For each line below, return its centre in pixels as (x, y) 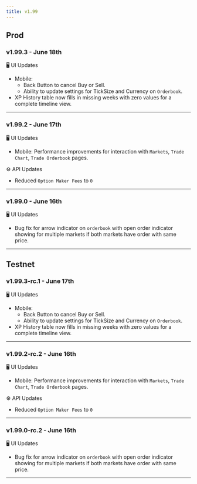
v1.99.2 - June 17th (34, 125)
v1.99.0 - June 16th (34, 201)
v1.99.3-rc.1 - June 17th (40, 281)
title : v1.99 (22, 11)
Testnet (21, 264)
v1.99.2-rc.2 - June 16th (41, 353)
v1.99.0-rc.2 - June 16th (41, 430)
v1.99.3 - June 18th (34, 52)
